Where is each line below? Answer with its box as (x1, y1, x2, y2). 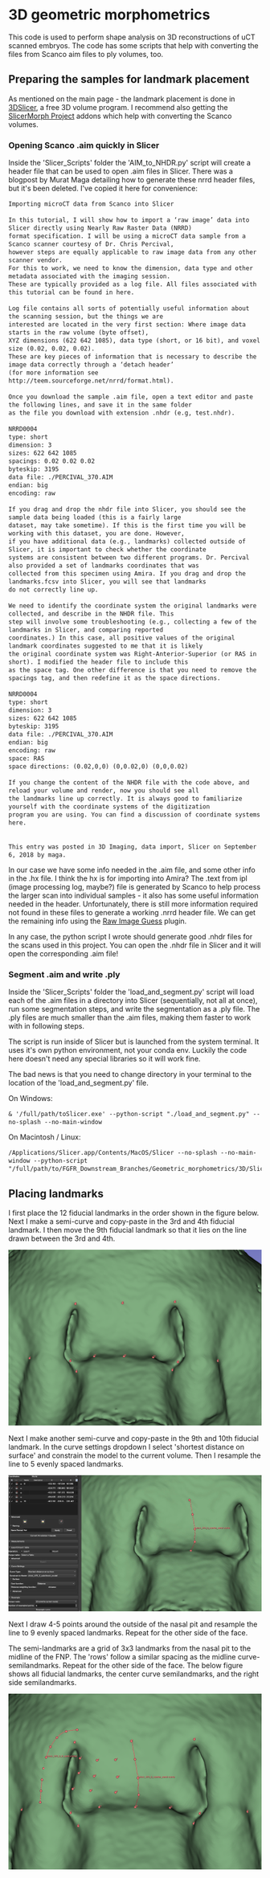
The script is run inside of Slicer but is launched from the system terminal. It (8, 1037, 260, 1046)
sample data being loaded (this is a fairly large (8, 513, 182, 522)
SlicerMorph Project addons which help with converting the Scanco (8, 111, 232, 121)
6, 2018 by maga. (8, 851, 67, 859)
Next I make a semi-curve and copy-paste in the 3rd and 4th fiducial (8, 1217, 235, 1226)
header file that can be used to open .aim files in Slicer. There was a (8, 166, 233, 176)
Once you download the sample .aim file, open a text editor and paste (8, 393, 253, 401)
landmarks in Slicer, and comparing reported (8, 626, 163, 634)
